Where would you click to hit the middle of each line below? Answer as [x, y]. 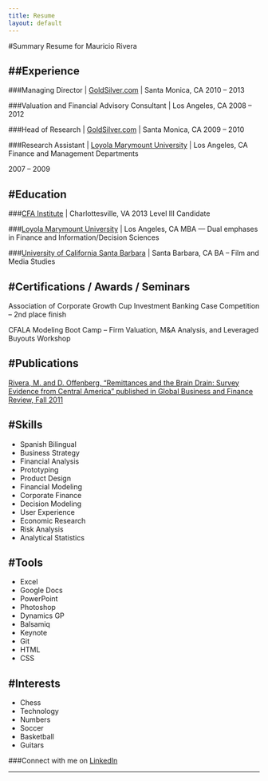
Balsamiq [35, 624]
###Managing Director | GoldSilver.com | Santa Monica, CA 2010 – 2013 [126, 90]
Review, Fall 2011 [36, 400]
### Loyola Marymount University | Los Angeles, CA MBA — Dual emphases [133, 229]
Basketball [37, 737]
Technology [39, 711]
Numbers [35, 719]
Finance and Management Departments [73, 153]
